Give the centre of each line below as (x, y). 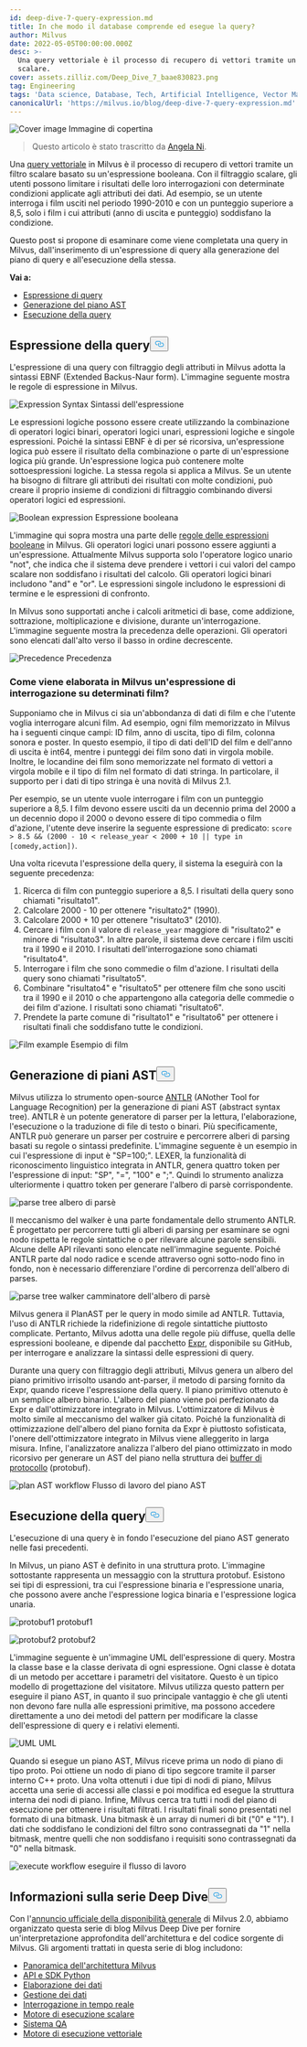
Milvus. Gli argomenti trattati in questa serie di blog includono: (127, 1947)
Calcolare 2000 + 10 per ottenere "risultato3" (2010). (122, 920)
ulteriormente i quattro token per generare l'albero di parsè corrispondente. (152, 1184)
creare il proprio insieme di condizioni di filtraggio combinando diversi (141, 490)
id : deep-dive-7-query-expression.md (81, 18)
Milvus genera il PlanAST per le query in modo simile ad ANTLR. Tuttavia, (147, 1314)
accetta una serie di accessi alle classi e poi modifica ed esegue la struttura (152, 1790)
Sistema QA (45, 2023)
